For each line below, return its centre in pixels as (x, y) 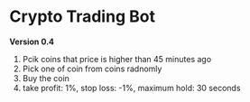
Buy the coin (46, 78)
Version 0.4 (32, 42)
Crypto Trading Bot (83, 17)
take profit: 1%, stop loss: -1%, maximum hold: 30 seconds (131, 88)
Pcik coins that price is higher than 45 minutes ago (117, 59)
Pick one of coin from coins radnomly (92, 69)
